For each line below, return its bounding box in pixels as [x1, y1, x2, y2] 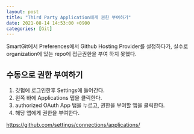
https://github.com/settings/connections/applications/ [6, 121, 140, 129]
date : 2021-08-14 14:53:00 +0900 [6, 20, 90, 26]
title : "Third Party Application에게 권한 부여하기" [6, 14, 131, 20]
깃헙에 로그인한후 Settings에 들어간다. [14, 87, 105, 94]
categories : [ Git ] [6, 25, 52, 32]
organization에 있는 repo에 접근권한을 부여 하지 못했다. [6, 50, 137, 58]
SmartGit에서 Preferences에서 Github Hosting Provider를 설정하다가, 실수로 [6, 43, 189, 50]
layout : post [6, 8, 39, 15]
